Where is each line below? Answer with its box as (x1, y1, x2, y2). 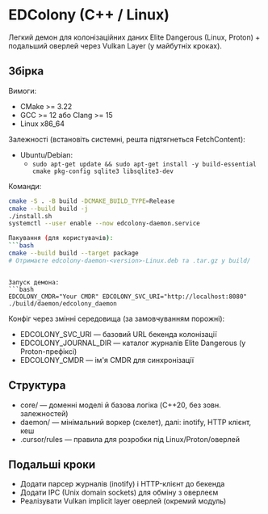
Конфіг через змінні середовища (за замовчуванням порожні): (8, 314, 225, 323)
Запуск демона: (8, 278, 60, 286)
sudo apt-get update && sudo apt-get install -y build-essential (31, 160, 257, 168)
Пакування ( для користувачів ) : (8, 234, 114, 242)
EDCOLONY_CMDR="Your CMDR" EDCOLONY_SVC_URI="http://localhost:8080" (8, 293, 248, 301)
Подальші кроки (8, 457, 96, 471)
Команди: (8, 181, 42, 191)
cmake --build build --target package (8, 249, 139, 257)
